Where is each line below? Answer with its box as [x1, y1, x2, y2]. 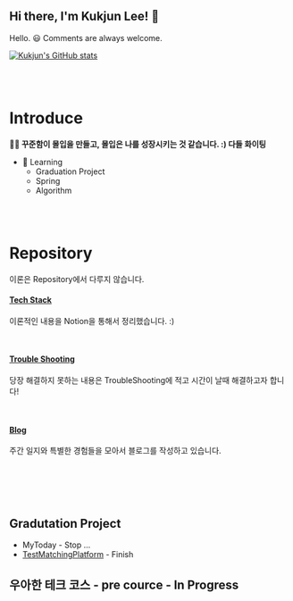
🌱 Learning [21, 156, 63, 167]
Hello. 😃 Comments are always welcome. [9, 32, 163, 43]
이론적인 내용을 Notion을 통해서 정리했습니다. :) [9, 315, 175, 326]
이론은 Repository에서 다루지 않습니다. [9, 273, 145, 284]
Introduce [9, 108, 83, 128]
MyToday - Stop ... [21, 539, 91, 550]
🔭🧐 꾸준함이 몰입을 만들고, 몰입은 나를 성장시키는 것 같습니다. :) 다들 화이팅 [9, 138, 266, 149]
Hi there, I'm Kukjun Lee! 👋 [9, 9, 159, 24]
